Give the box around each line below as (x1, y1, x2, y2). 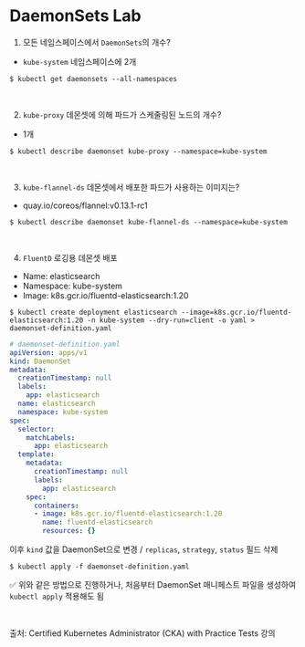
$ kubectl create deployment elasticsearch (9, 308, 178, 317)
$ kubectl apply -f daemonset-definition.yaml (9, 562, 190, 571)
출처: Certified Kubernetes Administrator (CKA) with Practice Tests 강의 (9, 628, 276, 639)
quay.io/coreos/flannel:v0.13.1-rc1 (22, 200, 148, 211)
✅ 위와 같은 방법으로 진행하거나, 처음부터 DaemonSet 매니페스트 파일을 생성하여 (9, 579, 297, 590)
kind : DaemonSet (9, 357, 71, 366)
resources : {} (42, 527, 96, 536)
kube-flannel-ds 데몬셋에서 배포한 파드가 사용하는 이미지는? (22, 182, 240, 193)
